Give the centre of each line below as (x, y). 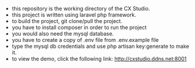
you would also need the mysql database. (63, 34)
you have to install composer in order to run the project (79, 27)
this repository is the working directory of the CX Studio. (81, 9)
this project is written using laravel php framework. (74, 15)
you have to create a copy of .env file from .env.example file (85, 40)
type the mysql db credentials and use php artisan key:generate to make (100, 46)
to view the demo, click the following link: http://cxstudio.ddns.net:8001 (99, 59)
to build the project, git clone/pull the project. (67, 21)
